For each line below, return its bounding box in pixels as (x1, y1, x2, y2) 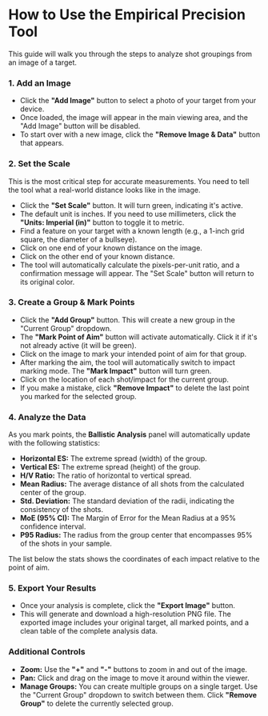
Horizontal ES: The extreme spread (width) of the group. (19, 454, 208, 463)
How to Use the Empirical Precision (8, 6, 246, 24)
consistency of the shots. (19, 505, 104, 514)
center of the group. (19, 488, 86, 498)
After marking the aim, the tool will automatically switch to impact (19, 358, 236, 367)
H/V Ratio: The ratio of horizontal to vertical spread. (19, 470, 192, 481)
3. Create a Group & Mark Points (8, 297, 135, 308)
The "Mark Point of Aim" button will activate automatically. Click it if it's (19, 332, 258, 342)
